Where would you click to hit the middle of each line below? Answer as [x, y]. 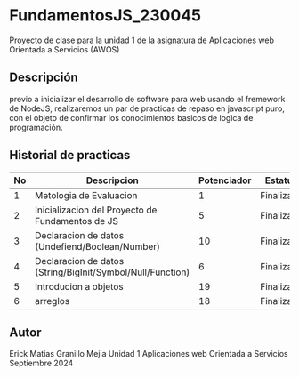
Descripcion [113, 180]
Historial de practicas [70, 155]
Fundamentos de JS [77, 221]
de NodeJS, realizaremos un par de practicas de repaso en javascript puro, [147, 108]
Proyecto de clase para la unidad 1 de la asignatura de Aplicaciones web [141, 40]
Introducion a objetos [79, 286]
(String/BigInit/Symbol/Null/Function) [113, 272]
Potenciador [225, 180]
